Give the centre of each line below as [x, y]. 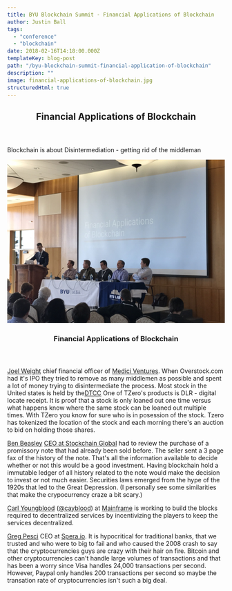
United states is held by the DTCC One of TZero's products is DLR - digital [112, 393]
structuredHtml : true [38, 88]
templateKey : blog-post [41, 59]
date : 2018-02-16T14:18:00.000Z [54, 51]
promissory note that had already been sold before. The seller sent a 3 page [116, 451]
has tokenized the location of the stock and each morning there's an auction [116, 422]
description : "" [30, 73]
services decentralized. [40, 522]
